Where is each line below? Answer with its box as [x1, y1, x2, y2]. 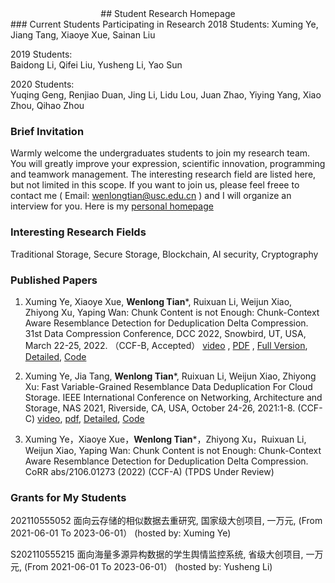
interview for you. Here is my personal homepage [10, 200, 214, 212]
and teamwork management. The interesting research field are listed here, [10, 168, 317, 181]
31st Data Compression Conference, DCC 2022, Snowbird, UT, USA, [24, 327, 307, 339]
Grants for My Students [10, 490, 127, 504]
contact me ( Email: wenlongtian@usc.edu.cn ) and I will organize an [10, 190, 292, 202]
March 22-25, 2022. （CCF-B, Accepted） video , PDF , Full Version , [24, 339, 308, 351]
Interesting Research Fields [10, 225, 147, 239]
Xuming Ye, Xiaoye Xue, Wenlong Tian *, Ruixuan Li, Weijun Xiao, [24, 295, 293, 307]
